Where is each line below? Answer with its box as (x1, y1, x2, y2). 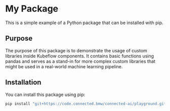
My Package (5, 3, 59, 15)
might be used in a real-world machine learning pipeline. (5, 63, 123, 69)
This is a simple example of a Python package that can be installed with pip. (5, 20, 163, 26)
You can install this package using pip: (5, 91, 86, 97)
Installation (5, 78, 41, 87)
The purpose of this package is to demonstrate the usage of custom (5, 47, 148, 53)
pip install (5, 101, 30, 106)
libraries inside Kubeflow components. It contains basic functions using (5, 53, 154, 59)
